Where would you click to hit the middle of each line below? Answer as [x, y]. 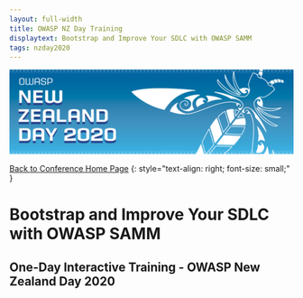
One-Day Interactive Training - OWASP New [135, 267]
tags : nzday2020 [40, 48]
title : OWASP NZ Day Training [66, 28]
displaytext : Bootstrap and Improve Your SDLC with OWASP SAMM [131, 38]
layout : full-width [46, 19]
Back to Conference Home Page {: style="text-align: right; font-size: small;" [150, 169]
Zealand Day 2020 [62, 281]
